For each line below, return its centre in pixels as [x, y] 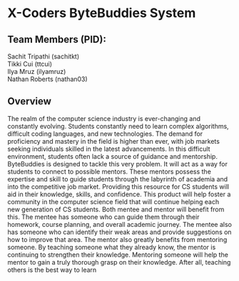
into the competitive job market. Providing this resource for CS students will [118, 186]
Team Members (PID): [57, 39]
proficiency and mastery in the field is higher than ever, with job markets [113, 141]
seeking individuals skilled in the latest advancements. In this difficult [109, 149]
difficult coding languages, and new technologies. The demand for [105, 134]
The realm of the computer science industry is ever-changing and [104, 118]
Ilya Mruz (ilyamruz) [37, 71]
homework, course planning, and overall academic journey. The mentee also [119, 224]
